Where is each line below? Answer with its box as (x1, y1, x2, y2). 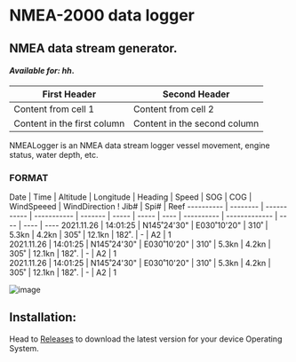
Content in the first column (13, 117, 125, 130)
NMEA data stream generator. (9, 41, 178, 56)
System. (9, 342, 40, 353)
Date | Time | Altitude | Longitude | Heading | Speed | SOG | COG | (9, 192, 252, 202)
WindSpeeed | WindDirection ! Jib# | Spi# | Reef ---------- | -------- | (9, 201, 264, 212)
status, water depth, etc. (9, 149, 100, 160)
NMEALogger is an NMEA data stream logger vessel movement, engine (9, 139, 270, 151)
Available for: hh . (9, 66, 75, 76)
